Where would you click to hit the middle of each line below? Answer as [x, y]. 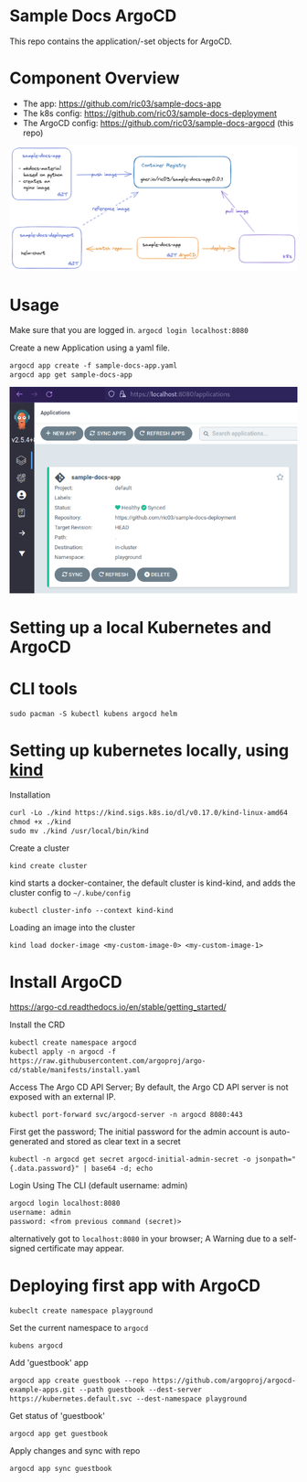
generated [29, 1142]
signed [22, 1249]
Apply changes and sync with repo [75, 1451]
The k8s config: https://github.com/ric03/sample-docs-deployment [149, 113]
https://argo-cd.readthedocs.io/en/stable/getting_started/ [118, 1007]
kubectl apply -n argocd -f [63, 1052]
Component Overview [95, 78]
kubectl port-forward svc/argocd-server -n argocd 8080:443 [127, 1115]
